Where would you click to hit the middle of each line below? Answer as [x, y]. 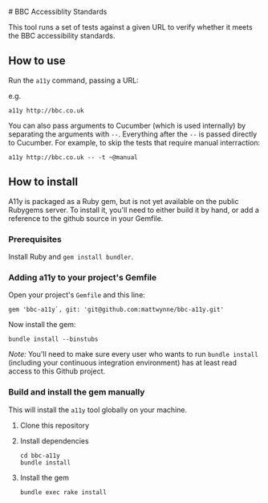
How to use [37, 61]
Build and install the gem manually [77, 392]
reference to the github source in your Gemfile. [86, 218]
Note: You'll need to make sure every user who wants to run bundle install [133, 354]
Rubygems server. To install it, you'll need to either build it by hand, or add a [134, 210]
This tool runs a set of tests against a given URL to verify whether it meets [130, 27]
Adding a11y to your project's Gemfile [83, 277]
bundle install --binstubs [53, 339]
